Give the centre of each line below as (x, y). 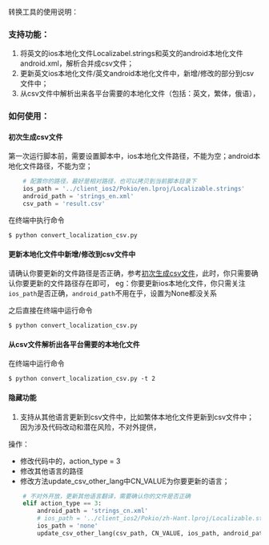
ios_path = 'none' (68, 526)
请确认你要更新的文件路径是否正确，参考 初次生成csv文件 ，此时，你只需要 (130, 273)
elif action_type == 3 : (62, 503)
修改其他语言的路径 (52, 470)
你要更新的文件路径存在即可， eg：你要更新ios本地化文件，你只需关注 (130, 284)
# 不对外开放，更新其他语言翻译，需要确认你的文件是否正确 (107, 496)
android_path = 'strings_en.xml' (78, 196)
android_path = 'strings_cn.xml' (93, 511)
